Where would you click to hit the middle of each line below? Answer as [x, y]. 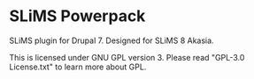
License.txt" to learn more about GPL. [78, 67]
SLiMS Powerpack [77, 16]
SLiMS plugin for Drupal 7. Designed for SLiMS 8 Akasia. [112, 40]
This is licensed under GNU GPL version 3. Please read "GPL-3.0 [127, 57]
